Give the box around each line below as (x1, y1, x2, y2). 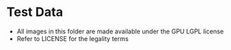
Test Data (6, 4, 64, 20)
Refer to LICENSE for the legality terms (16, 34, 129, 42)
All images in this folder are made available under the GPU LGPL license (16, 27, 224, 35)
